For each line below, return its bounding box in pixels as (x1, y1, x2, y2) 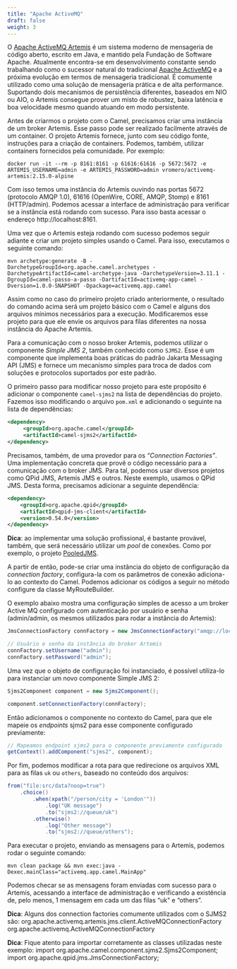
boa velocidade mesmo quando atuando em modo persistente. (7, 103, 190, 112)
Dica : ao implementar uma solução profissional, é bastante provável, (7, 534, 207, 542)
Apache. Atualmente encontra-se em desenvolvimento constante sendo (7, 58, 217, 66)
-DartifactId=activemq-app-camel (98, 277, 197, 284)
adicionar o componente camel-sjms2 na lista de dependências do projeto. (7, 390, 222, 398)
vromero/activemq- (162, 167, 217, 174)
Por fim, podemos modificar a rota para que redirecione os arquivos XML (7, 761, 220, 770)
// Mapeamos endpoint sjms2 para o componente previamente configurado (7, 742, 222, 749)
